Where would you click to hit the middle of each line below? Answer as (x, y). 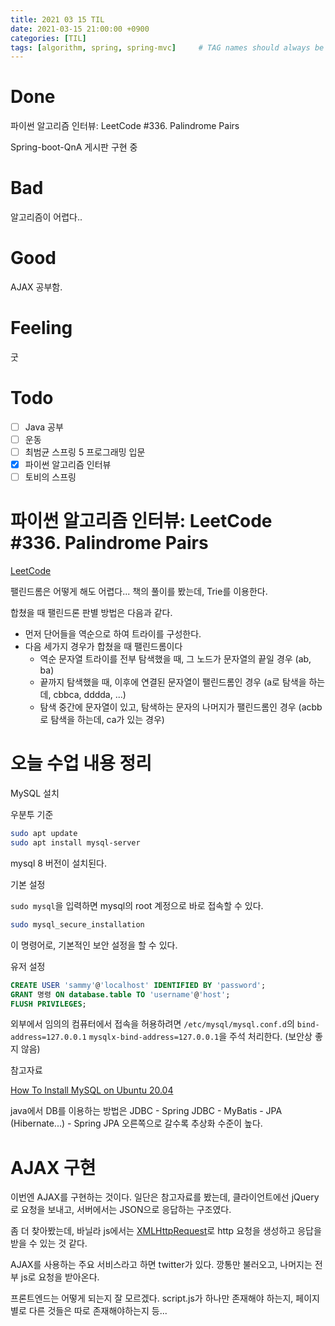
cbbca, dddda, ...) (90, 695)
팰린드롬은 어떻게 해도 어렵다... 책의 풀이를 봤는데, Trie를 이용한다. (139, 592)
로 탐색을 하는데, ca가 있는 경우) (102, 720)
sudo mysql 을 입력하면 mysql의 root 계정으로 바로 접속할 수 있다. (137, 905)
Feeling (41, 328)
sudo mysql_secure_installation (77, 924)
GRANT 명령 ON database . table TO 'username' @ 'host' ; (120, 994)
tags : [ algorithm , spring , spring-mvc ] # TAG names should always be (167, 47)
